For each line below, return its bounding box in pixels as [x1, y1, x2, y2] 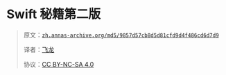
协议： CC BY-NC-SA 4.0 [23, 60, 94, 68]
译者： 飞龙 [23, 45, 55, 53]
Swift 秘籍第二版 [6, 6, 101, 22]
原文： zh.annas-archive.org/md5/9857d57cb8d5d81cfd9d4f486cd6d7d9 [23, 31, 219, 39]
